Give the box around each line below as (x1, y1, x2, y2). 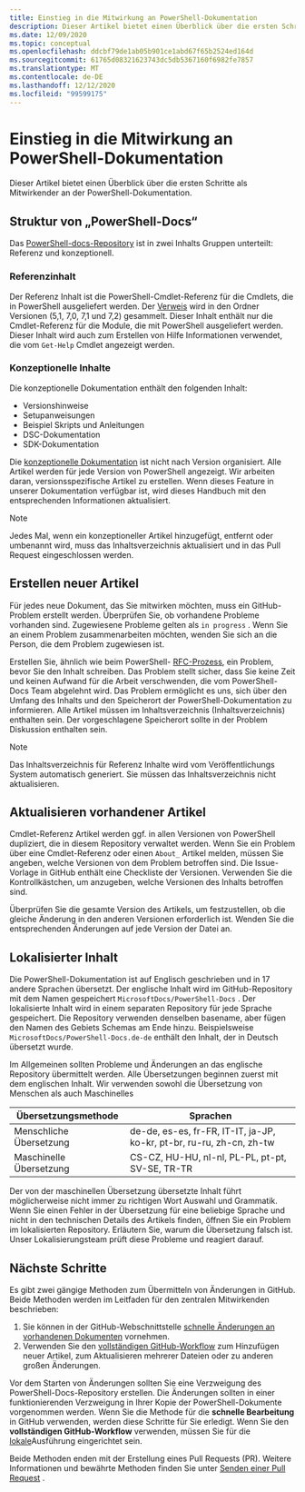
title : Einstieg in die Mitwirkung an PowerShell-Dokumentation (9, 13, 258, 23)
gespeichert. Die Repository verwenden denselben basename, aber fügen (9, 1012, 286, 1023)
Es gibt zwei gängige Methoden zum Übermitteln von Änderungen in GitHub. (9, 1285, 296, 1296)
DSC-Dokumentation (22, 429, 101, 440)
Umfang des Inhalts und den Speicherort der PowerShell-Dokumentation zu (9, 694, 292, 705)
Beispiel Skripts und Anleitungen (22, 419, 145, 430)
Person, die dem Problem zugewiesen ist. (9, 638, 165, 650)
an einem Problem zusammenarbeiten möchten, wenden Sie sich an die (9, 629, 278, 640)
